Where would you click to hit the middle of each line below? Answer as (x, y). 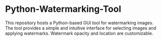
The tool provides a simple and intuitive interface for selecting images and (81, 28)
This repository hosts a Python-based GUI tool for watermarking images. (79, 23)
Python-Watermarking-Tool (63, 9)
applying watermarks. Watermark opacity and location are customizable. (79, 33)
